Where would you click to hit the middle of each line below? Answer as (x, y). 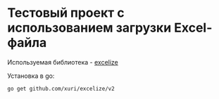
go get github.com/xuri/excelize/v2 (61, 88)
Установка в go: (31, 76)
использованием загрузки (89, 28)
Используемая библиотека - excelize (63, 62)
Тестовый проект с (66, 13)
